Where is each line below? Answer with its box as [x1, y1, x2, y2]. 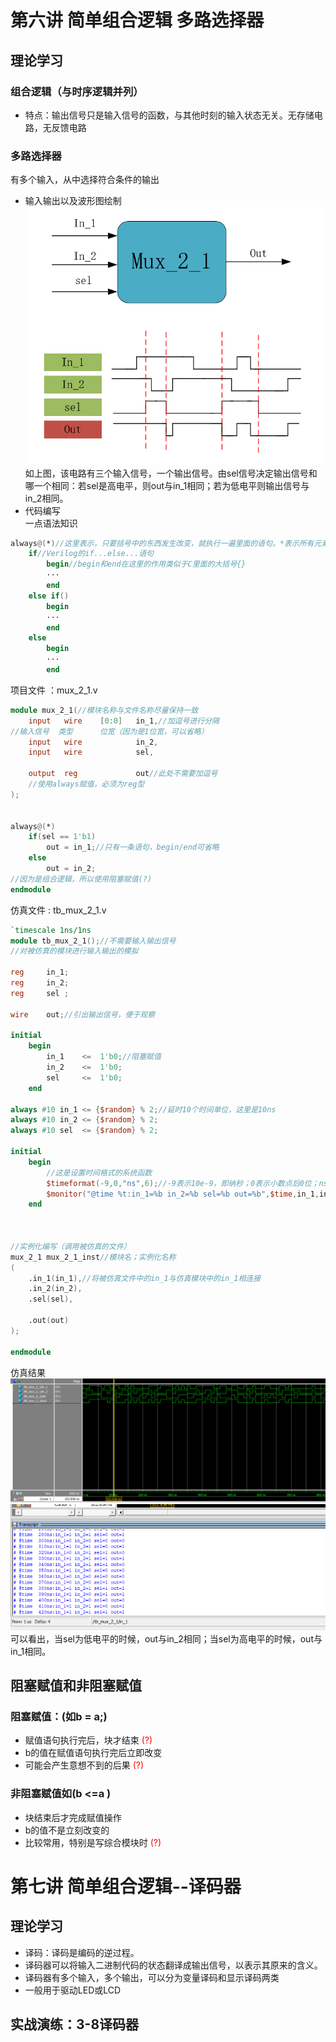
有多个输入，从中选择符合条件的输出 [10, 174, 160, 186]
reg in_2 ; [10, 978, 70, 988]
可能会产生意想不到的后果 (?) [24, 1759, 145, 1771]
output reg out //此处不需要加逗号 [28, 769, 218, 779]
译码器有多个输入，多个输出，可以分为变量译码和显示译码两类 [24, 1971, 280, 1983]
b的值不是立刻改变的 [24, 1824, 110, 1836]
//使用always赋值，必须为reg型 [28, 779, 145, 790]
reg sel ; [10, 988, 70, 998]
